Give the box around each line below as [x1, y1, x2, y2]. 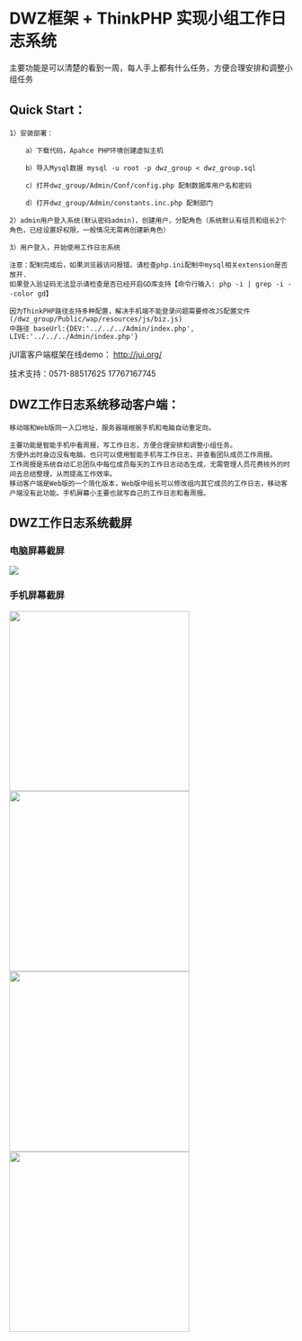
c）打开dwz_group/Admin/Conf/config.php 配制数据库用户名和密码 [25, 181, 253, 190]
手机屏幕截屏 [9, 589, 66, 602]
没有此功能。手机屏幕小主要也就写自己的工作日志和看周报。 [22, 488, 210, 497]
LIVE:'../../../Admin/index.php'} [9, 332, 139, 341]
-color [9, 289, 34, 298]
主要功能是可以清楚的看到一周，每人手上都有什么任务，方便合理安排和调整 [9, 62, 285, 73]
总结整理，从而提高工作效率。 [22, 470, 117, 479]
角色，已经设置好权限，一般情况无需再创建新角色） [9, 225, 171, 234]
